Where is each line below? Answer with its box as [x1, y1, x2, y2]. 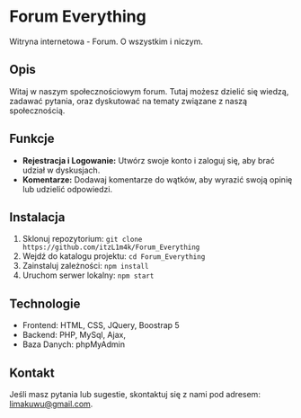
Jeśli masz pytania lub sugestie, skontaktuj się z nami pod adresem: [9, 389, 261, 399]
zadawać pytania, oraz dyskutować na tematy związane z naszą [9, 95, 248, 106]
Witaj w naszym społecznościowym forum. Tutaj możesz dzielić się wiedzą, [9, 85, 289, 96]
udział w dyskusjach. [22, 165, 101, 175]
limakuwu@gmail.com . [9, 398, 93, 409]
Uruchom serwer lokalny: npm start [22, 270, 155, 280]
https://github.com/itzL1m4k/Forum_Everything [22, 243, 200, 253]
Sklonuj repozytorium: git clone [22, 234, 143, 245]
